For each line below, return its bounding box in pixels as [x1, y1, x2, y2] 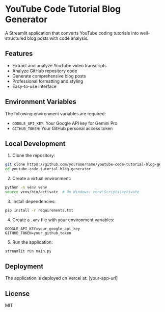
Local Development [5, 139, 66, 148]
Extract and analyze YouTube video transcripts [12, 62, 107, 68]
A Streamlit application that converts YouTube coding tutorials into [5, 30, 139, 36]
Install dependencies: [12, 198, 56, 204]
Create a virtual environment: [12, 176, 71, 182]
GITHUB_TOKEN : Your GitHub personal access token [12, 125, 113, 131]
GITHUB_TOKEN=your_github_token [5, 231, 71, 235]
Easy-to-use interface [12, 83, 57, 89]
